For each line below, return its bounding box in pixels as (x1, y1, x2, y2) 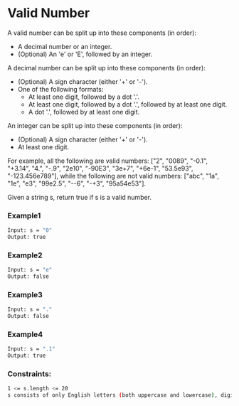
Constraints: (7, 369, 52, 379)
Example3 (7, 289, 43, 299)
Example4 (7, 329, 43, 339)
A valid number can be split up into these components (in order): (7, 28, 197, 37)
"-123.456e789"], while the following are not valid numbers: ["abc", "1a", (7, 171, 219, 180)
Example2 (7, 250, 43, 260)
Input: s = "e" (7, 267, 53, 274)
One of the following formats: (17, 85, 104, 93)
